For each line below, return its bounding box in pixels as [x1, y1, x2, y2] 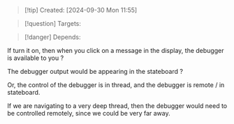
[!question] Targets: [24, 20, 82, 27]
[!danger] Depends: [24, 33, 81, 41]
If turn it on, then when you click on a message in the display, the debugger [7, 47, 224, 54]
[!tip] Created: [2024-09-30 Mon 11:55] [24, 6, 138, 14]
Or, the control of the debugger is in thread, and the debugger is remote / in [7, 81, 225, 89]
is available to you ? [7, 54, 64, 62]
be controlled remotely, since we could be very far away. [7, 109, 170, 117]
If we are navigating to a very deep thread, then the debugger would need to [7, 102, 228, 110]
